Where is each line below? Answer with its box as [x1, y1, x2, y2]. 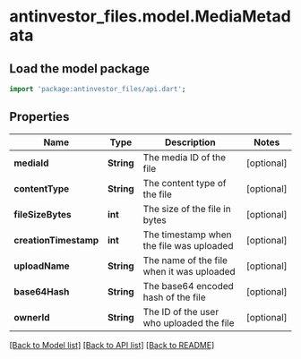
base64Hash [13, 285, 70, 297]
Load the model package [9, 61, 150, 76]
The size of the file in [142, 202, 231, 215]
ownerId [13, 311, 51, 323]
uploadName [13, 260, 70, 272]
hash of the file [142, 291, 206, 303]
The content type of [142, 176, 227, 189]
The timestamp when [142, 228, 232, 241]
